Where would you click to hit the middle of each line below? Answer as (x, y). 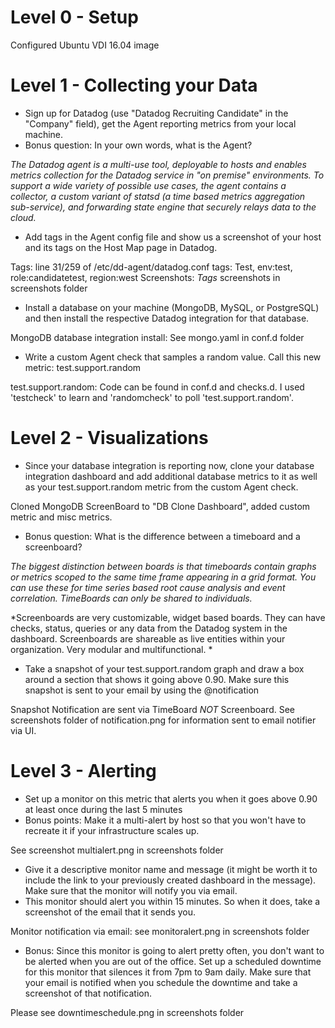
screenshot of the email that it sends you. (110, 912)
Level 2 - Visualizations (109, 438)
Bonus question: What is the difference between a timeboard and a (162, 536)
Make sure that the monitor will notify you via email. (131, 890)
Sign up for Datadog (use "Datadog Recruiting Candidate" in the (156, 113)
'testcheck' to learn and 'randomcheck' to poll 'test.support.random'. (152, 397)
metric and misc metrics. (61, 517)
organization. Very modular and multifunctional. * (111, 649)
